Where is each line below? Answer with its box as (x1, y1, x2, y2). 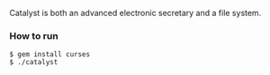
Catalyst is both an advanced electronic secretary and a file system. (9, 8, 262, 18)
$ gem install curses (9, 50, 91, 59)
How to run (9, 29, 58, 42)
